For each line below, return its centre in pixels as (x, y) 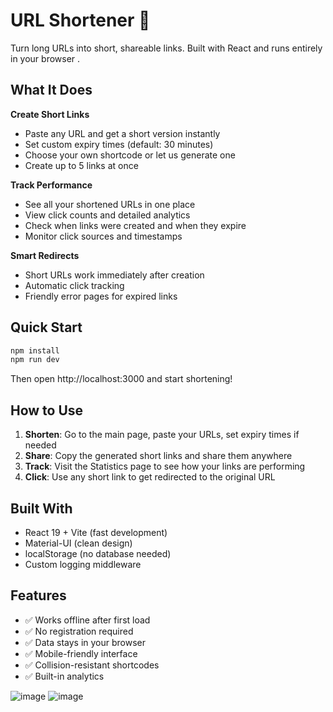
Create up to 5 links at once (81, 165)
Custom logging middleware (83, 564)
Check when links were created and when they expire (135, 225)
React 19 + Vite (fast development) (96, 532)
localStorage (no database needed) (98, 553)
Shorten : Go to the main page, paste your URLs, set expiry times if (162, 435)
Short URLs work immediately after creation (114, 275)
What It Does (51, 90)
